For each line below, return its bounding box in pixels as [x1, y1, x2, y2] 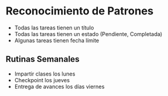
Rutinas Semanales [5, 54, 80, 64]
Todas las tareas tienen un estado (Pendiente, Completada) [14, 30, 163, 37]
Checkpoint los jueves [14, 76, 70, 83]
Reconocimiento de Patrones [5, 4, 154, 18]
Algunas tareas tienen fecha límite [14, 37, 100, 44]
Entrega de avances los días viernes [14, 83, 105, 90]
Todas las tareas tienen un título [14, 24, 94, 31]
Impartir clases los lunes [14, 70, 76, 77]
